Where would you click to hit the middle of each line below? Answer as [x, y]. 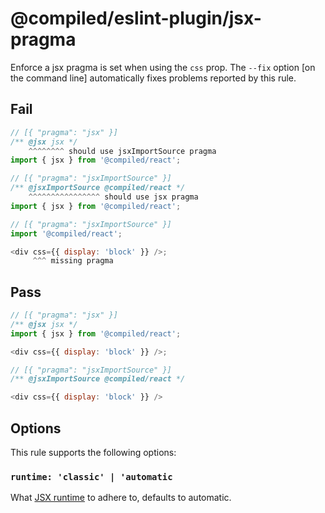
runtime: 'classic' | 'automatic [91, 476]
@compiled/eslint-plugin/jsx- [136, 18]
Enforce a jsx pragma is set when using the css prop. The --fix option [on [163, 67]
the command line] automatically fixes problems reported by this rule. [153, 78]
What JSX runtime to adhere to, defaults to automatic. [121, 498]
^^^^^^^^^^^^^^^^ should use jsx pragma [113, 197]
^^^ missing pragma [73, 261]
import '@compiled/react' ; [66, 233]
